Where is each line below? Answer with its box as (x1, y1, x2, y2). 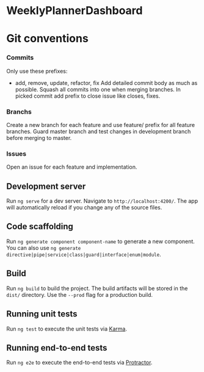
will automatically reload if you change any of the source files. (6, 204, 162, 211)
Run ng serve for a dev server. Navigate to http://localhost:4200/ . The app (6, 197, 199, 205)
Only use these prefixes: (6, 67, 68, 75)
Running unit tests (6, 309, 78, 319)
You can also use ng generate (6, 244, 81, 251)
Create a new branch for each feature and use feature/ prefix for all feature (6, 121, 195, 128)
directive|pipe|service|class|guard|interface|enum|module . (6, 250, 161, 258)
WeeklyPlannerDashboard (6, 4, 143, 18)
